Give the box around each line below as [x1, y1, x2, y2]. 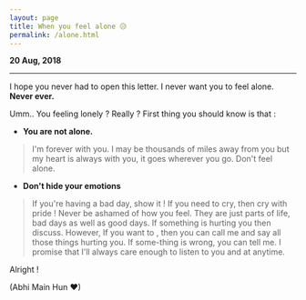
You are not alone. [22, 126, 94, 137]
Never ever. [9, 91, 55, 102]
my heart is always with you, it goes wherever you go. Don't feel [31, 154, 273, 165]
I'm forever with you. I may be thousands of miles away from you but [31, 144, 290, 155]
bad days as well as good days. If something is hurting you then [31, 217, 271, 228]
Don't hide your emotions [22, 181, 121, 192]
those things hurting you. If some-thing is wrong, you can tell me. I [31, 237, 281, 248]
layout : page [9, 13, 59, 23]
